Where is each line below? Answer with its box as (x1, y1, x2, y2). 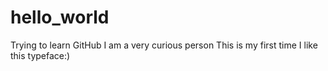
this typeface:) (10, 49, 71, 61)
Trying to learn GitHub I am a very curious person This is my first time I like (10, 39, 318, 51)
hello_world (10, 6, 110, 29)
